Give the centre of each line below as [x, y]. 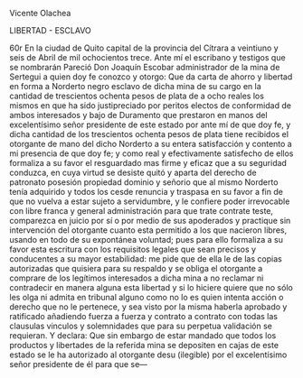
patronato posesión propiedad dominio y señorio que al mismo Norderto [144, 182]
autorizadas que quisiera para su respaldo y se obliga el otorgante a [136, 268]
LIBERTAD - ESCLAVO [51, 30]
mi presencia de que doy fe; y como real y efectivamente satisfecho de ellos [151, 153]
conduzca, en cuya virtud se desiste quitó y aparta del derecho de [133, 172]
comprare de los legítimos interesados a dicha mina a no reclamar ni [137, 278]
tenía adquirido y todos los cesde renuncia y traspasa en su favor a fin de [146, 192]
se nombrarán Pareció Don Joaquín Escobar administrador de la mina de [145, 67]
